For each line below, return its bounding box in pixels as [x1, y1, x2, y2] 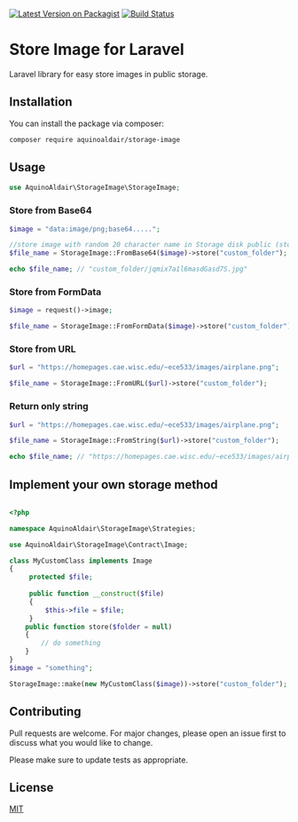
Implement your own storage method [9, 477, 219, 492]
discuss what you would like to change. [9, 737, 153, 747]
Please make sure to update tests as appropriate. [9, 755, 189, 765]
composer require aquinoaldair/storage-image [9, 135, 180, 144]
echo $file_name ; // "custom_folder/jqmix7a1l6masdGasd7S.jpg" [9, 265, 248, 274]
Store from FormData [9, 286, 102, 298]
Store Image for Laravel [9, 40, 184, 59]
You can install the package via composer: [9, 118, 164, 129]
